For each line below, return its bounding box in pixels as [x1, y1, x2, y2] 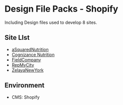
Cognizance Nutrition [11, 52, 55, 57]
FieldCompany [11, 57, 41, 63]
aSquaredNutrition [11, 46, 49, 52]
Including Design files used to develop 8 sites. [4, 19, 97, 25]
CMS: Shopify [11, 94, 40, 100]
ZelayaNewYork [11, 67, 44, 73]
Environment [4, 81, 45, 89]
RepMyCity [11, 62, 35, 68]
